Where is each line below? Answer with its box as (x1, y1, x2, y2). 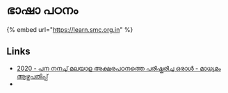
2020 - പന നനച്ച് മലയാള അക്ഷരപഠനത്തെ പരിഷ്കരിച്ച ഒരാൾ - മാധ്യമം (16, 64, 222, 72)
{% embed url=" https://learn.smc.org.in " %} (6, 25, 133, 33)
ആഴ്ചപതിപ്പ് (16, 71, 49, 80)
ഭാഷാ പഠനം (6, 2, 79, 18)
